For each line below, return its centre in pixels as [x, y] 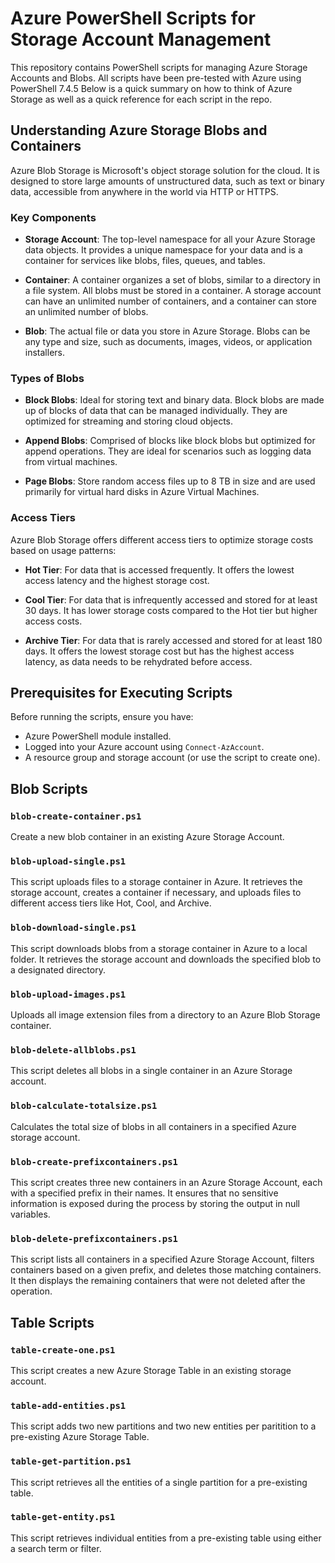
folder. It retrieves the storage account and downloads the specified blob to [166, 959]
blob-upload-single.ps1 [68, 861]
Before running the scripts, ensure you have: [102, 717]
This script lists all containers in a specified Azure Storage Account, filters [162, 1259]
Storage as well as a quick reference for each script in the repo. [141, 99]
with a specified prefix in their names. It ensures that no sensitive [144, 1193]
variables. [30, 1214]
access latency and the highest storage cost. [117, 580]
